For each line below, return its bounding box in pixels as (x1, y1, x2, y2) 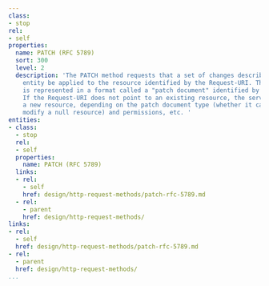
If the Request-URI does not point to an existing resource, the (22, 94, 246, 102)
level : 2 (15, 64, 45, 72)
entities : (8, 116, 42, 124)
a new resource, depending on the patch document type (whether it (22, 101, 252, 109)
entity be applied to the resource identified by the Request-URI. (22, 79, 252, 87)
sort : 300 (15, 57, 48, 65)
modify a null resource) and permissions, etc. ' (22, 109, 192, 117)
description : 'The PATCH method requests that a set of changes (15, 71, 235, 79)
